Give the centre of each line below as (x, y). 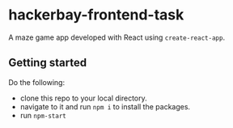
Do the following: (37, 82)
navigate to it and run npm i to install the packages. (105, 106)
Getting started (48, 63)
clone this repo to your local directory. (83, 98)
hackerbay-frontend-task (96, 15)
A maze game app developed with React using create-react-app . (116, 37)
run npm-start (43, 115)
